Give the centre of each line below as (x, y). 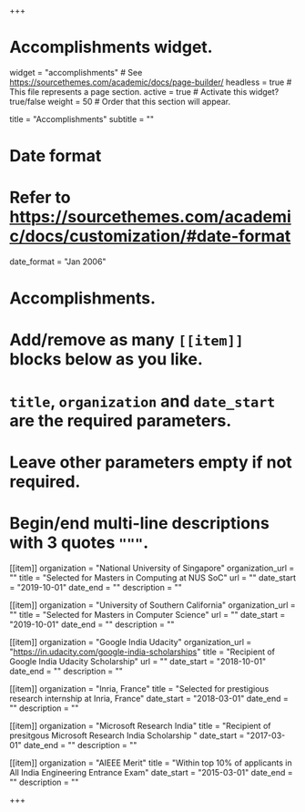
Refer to (40, 198)
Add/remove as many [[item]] (127, 340)
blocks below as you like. (106, 360)
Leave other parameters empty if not (151, 462)
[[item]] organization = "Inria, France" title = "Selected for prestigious (139, 688)
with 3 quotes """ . (79, 542)
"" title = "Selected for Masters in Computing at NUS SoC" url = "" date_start (153, 577)
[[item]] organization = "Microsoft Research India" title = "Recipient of (140, 725)
